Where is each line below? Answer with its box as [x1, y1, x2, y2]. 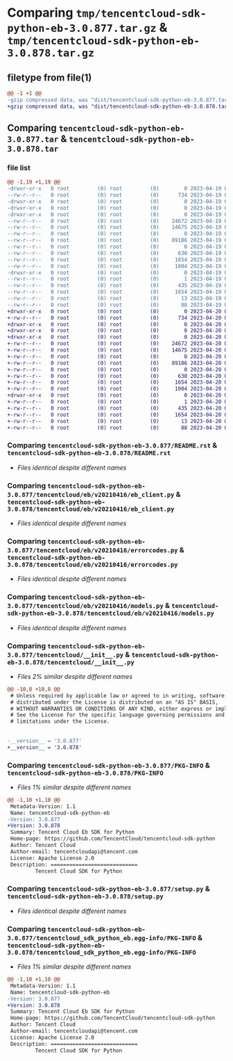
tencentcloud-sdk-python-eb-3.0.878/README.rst [7, 450, 171, 457]
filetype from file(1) [7, 72, 92, 83]
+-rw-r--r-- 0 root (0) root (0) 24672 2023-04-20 [7, 340, 222, 347]
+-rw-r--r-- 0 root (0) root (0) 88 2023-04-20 [7, 424, 222, 431]
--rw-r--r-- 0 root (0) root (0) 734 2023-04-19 [7, 192, 222, 199]
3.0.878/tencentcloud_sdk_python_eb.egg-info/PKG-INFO [7, 948, 196, 956]
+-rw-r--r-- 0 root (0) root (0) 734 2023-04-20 [7, 314, 222, 321]
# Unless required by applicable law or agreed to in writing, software [10, 692, 225, 699]
